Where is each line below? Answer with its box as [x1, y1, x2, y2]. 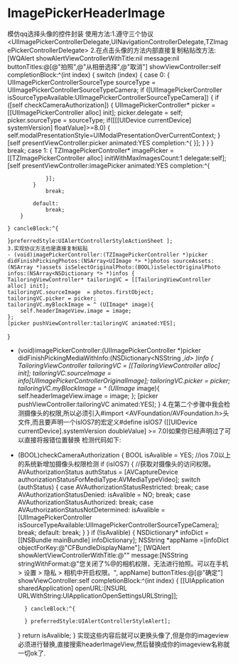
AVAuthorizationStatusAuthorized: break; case [17, 497, 154, 507]
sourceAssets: [173, 257, 215, 264]
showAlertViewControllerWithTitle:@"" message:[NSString [17, 551, 188, 559]
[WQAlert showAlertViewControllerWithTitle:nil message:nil [7, 53, 180, 62]
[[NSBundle [17, 536, 52, 544]
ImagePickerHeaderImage [7, 5, 166, 21]
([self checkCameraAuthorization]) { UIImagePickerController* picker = [7, 100, 216, 109]
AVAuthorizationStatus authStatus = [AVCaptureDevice [17, 467, 179, 476]
